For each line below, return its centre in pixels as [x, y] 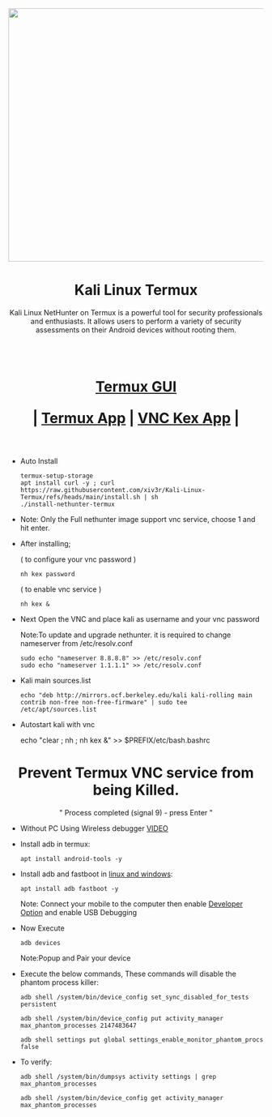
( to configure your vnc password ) [78, 559]
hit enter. [35, 528]
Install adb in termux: [55, 844]
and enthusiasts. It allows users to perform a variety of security [136, 321]
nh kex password [47, 575]
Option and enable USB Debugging [79, 913]
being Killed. [136, 790]
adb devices [40, 944]
